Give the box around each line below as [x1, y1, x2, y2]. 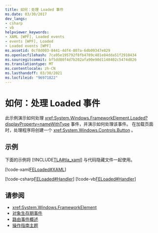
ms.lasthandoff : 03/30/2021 [5, 71, 63, 76]
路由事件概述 [12, 216, 38, 222]
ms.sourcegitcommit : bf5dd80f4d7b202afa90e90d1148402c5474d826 [5, 57, 137, 62]
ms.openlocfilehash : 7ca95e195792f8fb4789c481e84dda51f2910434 [5, 52, 137, 58]
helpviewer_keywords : [5, 30, 49, 35]
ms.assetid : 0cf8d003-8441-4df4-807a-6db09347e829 [5, 48, 111, 53]
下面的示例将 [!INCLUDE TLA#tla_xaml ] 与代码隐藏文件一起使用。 [5, 157, 135, 163]
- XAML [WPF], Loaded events [5, 35, 65, 40]
